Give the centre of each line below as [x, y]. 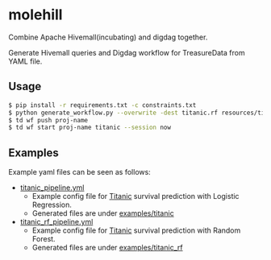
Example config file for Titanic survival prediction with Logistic [135, 196]
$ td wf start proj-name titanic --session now [90, 128]
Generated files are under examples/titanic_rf [107, 248]
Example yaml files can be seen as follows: [79, 172]
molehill [35, 15]
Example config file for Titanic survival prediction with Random [136, 230]
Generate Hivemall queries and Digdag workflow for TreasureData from [127, 52]
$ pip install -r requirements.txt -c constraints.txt [102, 105]
